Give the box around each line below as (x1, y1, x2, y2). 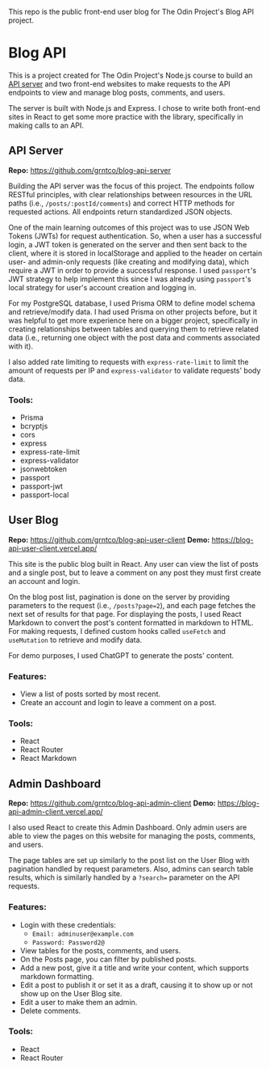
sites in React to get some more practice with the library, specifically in (8, 112, 243, 121)
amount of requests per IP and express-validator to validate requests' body (8, 365, 261, 375)
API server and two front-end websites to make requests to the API (8, 78, 231, 88)
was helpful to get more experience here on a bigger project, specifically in (8, 315, 258, 325)
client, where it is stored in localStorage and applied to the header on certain (8, 248, 263, 258)
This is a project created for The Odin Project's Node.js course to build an (8, 70, 253, 80)
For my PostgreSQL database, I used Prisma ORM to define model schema (8, 298, 255, 308)
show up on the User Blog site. (19, 988, 123, 998)
